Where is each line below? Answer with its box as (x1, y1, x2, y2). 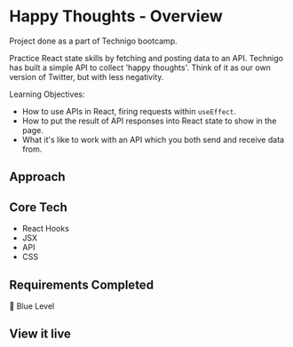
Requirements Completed (9, 277, 154, 292)
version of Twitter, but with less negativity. (9, 71, 164, 82)
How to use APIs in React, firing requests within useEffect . (21, 106, 237, 116)
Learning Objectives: (9, 89, 86, 99)
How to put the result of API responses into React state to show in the (21, 115, 277, 126)
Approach (9, 170, 66, 185)
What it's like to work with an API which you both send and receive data (21, 134, 285, 145)
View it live (9, 327, 71, 342)
